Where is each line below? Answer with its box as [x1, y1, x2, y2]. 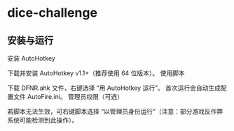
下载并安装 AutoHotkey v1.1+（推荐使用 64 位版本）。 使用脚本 [7, 69, 186, 77]
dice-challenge [7, 5, 98, 21]
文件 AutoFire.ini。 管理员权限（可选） [13, 93, 124, 100]
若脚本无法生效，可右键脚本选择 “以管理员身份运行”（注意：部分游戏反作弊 [7, 107, 223, 116]
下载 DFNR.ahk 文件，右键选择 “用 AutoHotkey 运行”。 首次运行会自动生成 [7, 84, 221, 92]
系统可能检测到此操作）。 [7, 116, 78, 124]
